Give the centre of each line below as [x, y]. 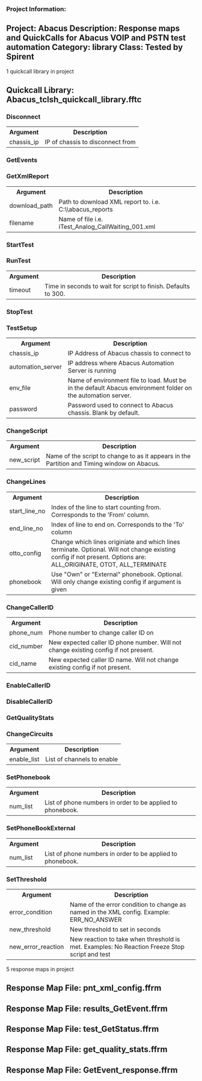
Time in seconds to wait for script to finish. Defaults [118, 286]
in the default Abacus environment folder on [130, 388]
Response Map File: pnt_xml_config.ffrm [84, 988]
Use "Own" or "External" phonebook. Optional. [117, 574]
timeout [20, 290]
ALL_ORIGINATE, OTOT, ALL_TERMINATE [109, 564]
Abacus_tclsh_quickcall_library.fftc [74, 100]
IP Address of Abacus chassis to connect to [129, 353]
